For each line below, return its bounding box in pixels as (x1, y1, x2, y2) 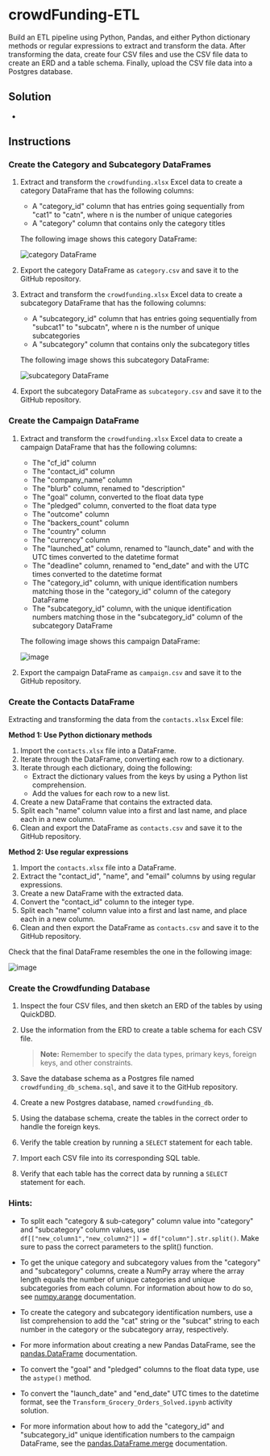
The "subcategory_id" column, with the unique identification (31, 603, 232, 613)
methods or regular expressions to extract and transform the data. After (8, 40, 246, 50)
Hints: (8, 1198, 33, 1209)
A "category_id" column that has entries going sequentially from (31, 202, 245, 211)
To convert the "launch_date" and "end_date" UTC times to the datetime (19, 1388, 260, 1398)
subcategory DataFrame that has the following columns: (19, 298, 207, 308)
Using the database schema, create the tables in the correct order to (19, 1113, 248, 1123)
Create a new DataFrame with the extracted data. (19, 889, 184, 899)
